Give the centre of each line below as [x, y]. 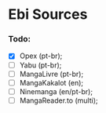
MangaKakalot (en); [51, 82]
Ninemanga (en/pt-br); [56, 91]
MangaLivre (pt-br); [51, 74]
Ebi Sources [48, 15]
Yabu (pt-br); [40, 65]
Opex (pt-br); [41, 56]
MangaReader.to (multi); [58, 100]
